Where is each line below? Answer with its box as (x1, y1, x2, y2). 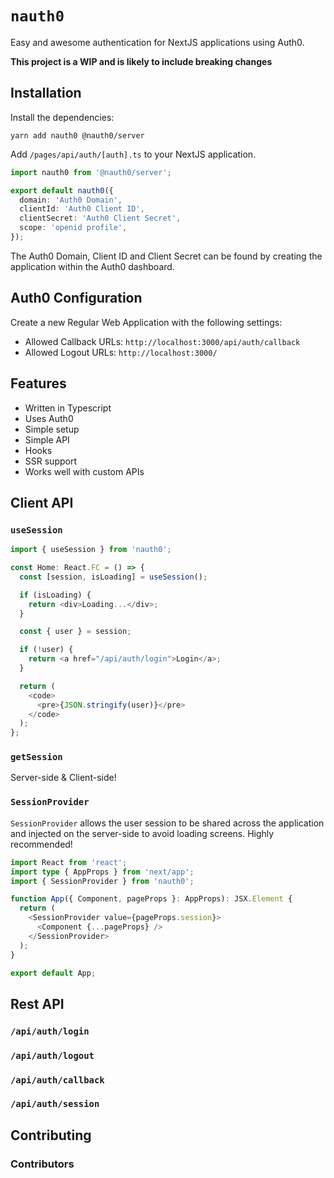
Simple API (24, 433, 70, 446)
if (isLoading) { (19, 590, 92, 600)
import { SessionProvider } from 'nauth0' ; (10, 876, 195, 886)
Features (10, 375, 67, 392)
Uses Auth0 (24, 412, 74, 424)
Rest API (10, 995, 65, 1012)
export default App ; (10, 968, 97, 978)
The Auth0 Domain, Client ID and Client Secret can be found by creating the (10, 250, 323, 262)
